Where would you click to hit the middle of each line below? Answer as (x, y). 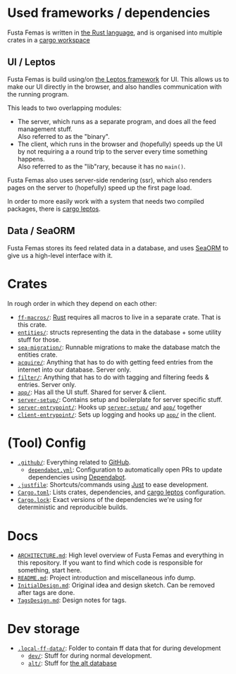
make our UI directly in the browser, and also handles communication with (114, 87)
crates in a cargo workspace (49, 39)
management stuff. (45, 129)
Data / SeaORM (41, 231)
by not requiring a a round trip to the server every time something (112, 151)
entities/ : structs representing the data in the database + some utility (119, 332)
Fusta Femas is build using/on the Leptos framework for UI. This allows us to (118, 79)
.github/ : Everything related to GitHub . (74, 462)
